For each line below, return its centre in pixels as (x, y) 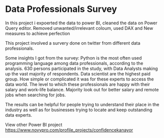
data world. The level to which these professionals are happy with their (78, 84)
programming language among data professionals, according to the (74, 63)
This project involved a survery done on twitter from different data (73, 43)
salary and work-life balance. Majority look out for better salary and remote (82, 89)
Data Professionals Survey (61, 9)
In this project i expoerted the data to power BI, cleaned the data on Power (81, 23)
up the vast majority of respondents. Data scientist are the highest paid (78, 73)
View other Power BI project (34, 125)
